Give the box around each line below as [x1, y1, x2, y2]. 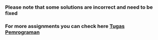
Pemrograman [5, 28, 40, 35]
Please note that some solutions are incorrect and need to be [5, 4, 153, 11]
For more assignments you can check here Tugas [5, 23, 125, 29]
